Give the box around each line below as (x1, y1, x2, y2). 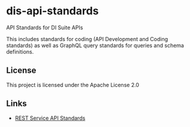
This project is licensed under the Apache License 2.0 (6, 81, 140, 88)
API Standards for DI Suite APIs (6, 24, 83, 31)
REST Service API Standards (14, 114, 86, 122)
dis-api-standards (6, 4, 99, 18)
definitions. (6, 48, 34, 55)
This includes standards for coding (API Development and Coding (6, 35, 168, 42)
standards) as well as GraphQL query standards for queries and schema (6, 42, 185, 49)
